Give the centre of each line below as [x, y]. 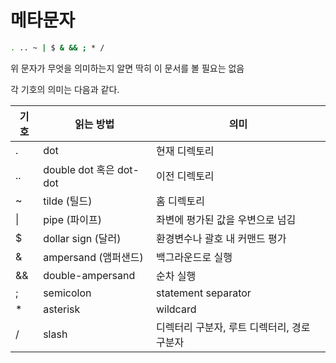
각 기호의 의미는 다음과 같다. [65, 89]
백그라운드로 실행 [194, 257]
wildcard [176, 309]
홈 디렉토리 [180, 201]
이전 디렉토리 [185, 176]
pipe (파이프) [72, 219]
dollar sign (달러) [82, 238]
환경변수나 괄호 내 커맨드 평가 [221, 238]
